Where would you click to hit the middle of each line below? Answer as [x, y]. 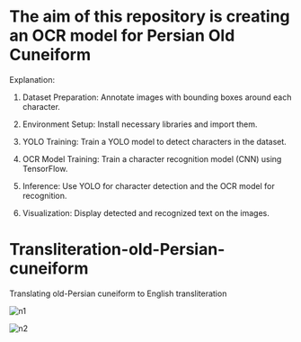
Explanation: [32, 79]
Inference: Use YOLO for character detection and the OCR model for [149, 185]
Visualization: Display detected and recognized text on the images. [146, 212]
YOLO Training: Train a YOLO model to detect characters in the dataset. [155, 141]
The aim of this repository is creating [150, 17]
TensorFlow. [45, 168]
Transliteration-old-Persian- [117, 250]
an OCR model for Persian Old [122, 36]
